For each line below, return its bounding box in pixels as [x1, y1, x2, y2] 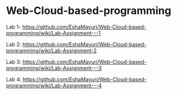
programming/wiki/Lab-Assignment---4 [6, 82, 102, 89]
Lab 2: [6, 41, 22, 48]
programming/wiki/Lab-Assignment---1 [6, 29, 101, 36]
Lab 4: [6, 76, 22, 83]
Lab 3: [6, 58, 22, 65]
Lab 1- [6, 23, 22, 30]
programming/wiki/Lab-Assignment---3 [6, 64, 102, 71]
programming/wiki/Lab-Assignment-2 [6, 47, 97, 54]
